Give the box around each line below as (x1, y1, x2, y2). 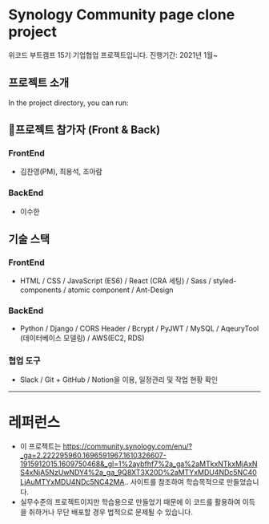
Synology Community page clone (8, 6, 235, 24)
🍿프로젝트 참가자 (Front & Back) (8, 123, 161, 137)
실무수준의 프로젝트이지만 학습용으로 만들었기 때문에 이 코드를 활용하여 (19, 497, 241, 506)
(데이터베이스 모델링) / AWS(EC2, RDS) (19, 333, 145, 343)
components (19, 285, 62, 294)
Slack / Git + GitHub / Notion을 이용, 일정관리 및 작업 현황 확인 (19, 375, 219, 384)
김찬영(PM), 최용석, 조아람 (19, 167, 102, 177)
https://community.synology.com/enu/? (62, 441, 193, 451)
